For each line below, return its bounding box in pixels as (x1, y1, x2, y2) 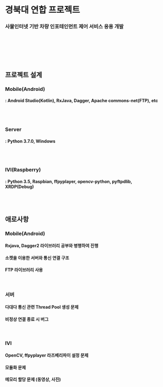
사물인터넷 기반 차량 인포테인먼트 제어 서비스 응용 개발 (5, 23, 124, 30)
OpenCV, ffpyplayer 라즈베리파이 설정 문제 (5, 352, 89, 358)
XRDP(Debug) (5, 184, 34, 190)
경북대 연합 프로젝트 (5, 4, 81, 16)
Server (5, 126, 22, 132)
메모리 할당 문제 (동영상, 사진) (5, 377, 61, 383)
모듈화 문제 (5, 365, 26, 370)
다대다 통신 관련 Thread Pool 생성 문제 (5, 304, 79, 310)
